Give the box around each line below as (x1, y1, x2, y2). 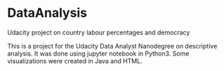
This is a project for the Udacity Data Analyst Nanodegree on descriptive (7, 41, 218, 50)
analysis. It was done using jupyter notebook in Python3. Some (7, 49, 190, 58)
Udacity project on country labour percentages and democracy (7, 28, 190, 37)
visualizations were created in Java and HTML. (7, 56, 143, 65)
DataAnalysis (7, 5, 88, 21)
